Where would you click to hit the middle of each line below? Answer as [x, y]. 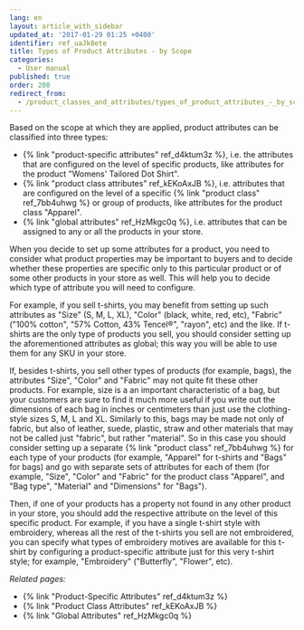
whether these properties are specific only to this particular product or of [146, 269]
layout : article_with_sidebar [66, 26]
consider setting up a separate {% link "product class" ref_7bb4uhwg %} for [152, 448]
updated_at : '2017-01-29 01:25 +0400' [82, 34]
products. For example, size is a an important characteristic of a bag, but [145, 390]
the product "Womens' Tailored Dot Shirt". [101, 174]
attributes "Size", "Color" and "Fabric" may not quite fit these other [134, 380]
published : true [40, 77]
